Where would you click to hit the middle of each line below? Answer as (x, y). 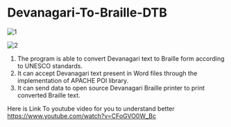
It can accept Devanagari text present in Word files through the (107, 73)
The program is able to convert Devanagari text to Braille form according (121, 58)
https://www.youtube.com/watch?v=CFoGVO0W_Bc (82, 116)
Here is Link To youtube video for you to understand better (91, 108)
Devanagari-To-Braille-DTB (87, 13)
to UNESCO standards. (50, 66)
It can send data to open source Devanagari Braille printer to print (111, 88)
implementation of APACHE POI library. (73, 80)
